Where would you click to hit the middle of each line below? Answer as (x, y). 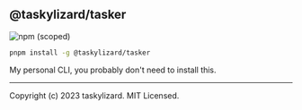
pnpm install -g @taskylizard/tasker (80, 53)
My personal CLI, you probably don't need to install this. (113, 70)
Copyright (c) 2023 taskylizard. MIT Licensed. (94, 95)
